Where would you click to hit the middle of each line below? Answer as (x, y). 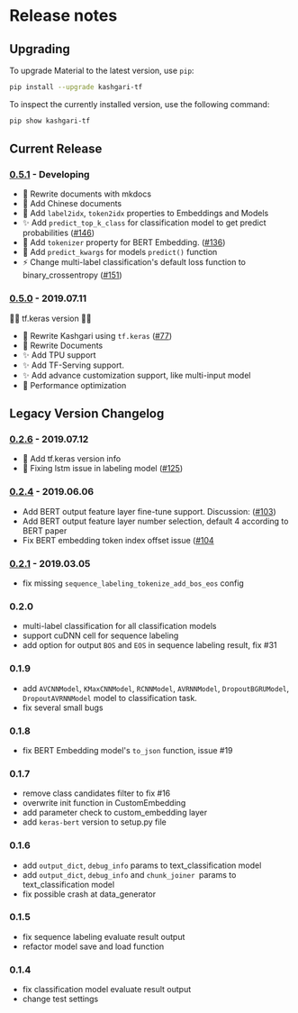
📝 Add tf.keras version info (72, 459)
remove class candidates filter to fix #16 (96, 793)
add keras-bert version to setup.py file (94, 822)
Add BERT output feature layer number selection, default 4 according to (155, 521)
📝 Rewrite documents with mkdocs (86, 194)
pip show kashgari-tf (50, 121)
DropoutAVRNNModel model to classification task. (110, 698)
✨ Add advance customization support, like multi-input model (136, 375)
